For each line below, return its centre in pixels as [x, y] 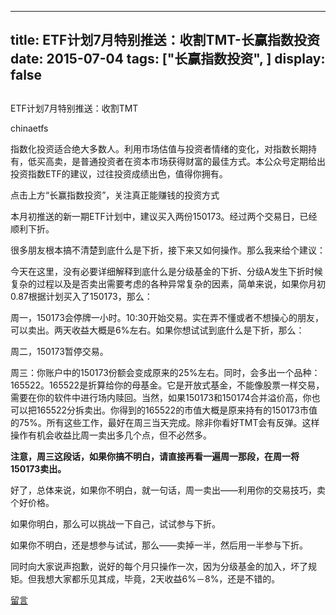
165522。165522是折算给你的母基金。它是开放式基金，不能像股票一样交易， [167, 385]
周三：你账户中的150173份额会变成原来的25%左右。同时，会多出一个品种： [165, 372]
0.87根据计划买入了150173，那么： [81, 296]
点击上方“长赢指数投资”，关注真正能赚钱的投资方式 [115, 195]
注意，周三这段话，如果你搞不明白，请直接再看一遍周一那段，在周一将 [155, 456]
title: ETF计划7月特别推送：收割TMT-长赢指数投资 [165, 40]
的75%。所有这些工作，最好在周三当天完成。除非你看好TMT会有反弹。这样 [165, 422]
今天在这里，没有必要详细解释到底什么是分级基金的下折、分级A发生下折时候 [166, 271]
